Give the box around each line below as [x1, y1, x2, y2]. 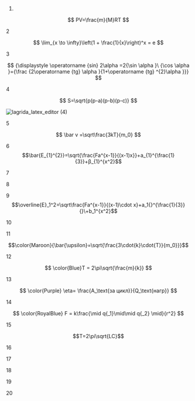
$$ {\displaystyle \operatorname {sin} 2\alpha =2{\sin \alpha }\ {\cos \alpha [7, 62, 190, 69]
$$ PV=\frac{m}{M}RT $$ [67, 16, 130, 23]
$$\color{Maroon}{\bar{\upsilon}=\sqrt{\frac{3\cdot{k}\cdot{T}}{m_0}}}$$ [8, 242, 189, 248]
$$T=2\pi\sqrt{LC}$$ [73, 333, 124, 339]
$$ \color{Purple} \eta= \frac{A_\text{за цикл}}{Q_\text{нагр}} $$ [19, 287, 177, 294]
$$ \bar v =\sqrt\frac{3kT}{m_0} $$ [55, 132, 142, 138]
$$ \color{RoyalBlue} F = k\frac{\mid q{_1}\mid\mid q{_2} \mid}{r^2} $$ [12, 310, 184, 316]
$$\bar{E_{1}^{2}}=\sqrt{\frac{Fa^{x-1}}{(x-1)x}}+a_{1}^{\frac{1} [22, 152, 175, 159]
